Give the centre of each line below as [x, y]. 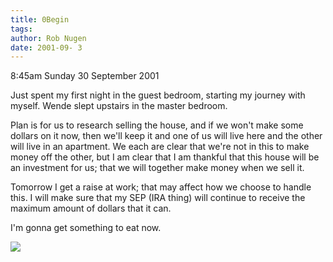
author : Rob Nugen [48, 38]
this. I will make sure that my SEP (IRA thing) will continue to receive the [158, 198]
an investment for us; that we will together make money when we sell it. [157, 168]
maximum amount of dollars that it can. [91, 208]
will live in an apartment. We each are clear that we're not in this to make [160, 147]
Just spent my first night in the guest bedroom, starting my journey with [158, 95]
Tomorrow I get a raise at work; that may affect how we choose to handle [161, 187]
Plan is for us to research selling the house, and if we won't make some [157, 125]
